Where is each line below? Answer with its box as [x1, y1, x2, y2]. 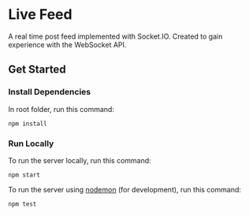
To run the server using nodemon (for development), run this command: [8, 184, 242, 194]
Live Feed [8, 6, 72, 24]
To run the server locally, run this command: [8, 155, 151, 165]
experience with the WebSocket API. [8, 39, 127, 49]
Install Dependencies [8, 87, 91, 98]
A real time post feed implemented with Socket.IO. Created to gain [8, 32, 223, 41]
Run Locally [8, 138, 54, 149]
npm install [8, 120, 47, 128]
